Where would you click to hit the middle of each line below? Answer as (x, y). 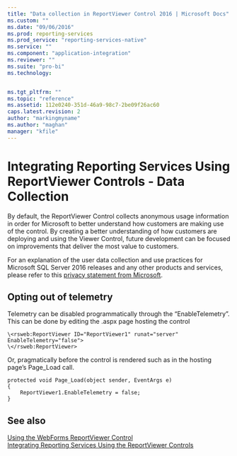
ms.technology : (30, 73)
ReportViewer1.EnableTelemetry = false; (80, 393)
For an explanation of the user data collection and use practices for (105, 259)
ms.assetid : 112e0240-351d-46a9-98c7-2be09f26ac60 (83, 105)
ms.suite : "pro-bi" (36, 66)
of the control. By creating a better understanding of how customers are (112, 231)
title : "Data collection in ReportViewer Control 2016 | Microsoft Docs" (118, 14)
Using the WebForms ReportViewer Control (70, 438)
